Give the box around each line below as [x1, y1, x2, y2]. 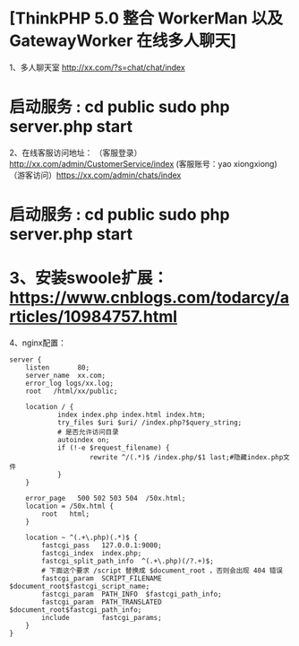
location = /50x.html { [25, 502, 115, 511]
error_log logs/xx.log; [25, 379, 115, 388]
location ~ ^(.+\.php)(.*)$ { [25, 533, 139, 542]
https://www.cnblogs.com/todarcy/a [9, 288, 290, 308]
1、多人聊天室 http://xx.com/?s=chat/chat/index [9, 62, 185, 73]
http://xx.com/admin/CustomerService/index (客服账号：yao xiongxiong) [9, 158, 278, 169]
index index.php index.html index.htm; [56, 410, 206, 419]
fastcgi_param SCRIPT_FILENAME [41, 574, 163, 583]
